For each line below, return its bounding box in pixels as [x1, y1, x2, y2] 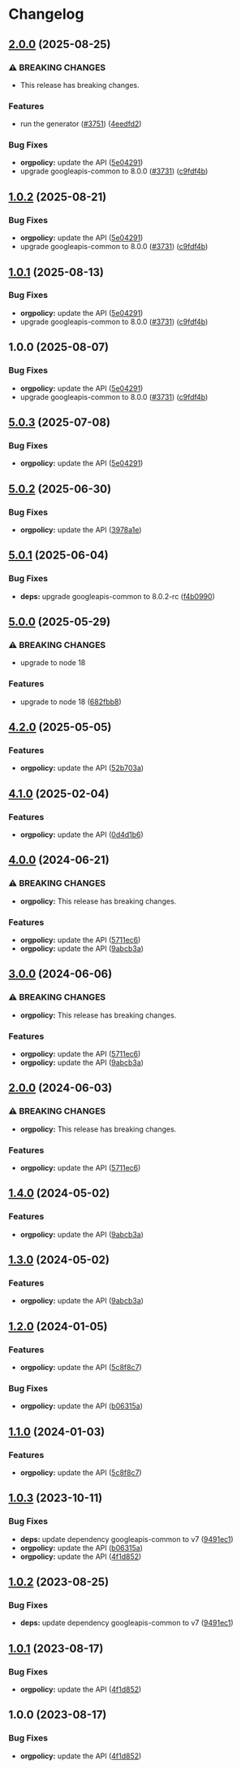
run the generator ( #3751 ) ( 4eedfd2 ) [19, 119, 142, 129]
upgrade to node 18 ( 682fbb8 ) [19, 697, 122, 707]
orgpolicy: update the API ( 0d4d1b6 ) [19, 830, 144, 839]
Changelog [8, 5, 84, 24]
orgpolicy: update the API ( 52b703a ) [19, 763, 144, 773]
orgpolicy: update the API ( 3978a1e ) [19, 524, 142, 534]
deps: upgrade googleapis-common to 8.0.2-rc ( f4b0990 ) [19, 591, 215, 601]
